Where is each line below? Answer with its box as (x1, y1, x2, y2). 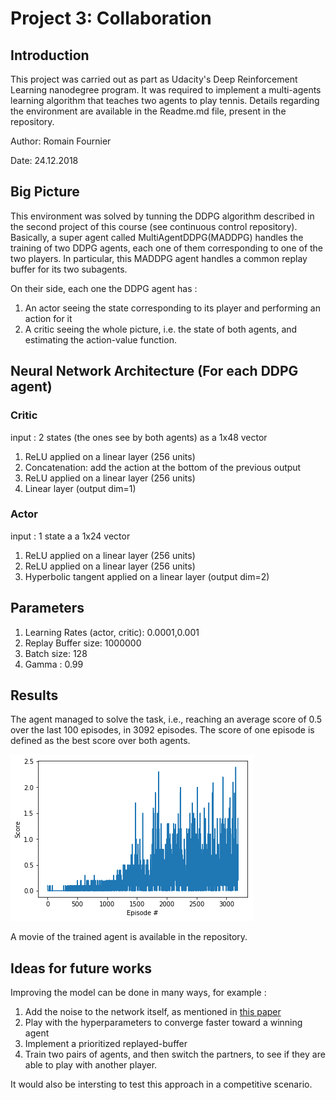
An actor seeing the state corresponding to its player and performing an (24, 302, 321, 314)
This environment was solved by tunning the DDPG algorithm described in (10, 210, 315, 222)
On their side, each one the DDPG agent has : (10, 282, 198, 294)
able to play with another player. (24, 1059, 158, 1071)
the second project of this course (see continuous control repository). (10, 220, 298, 232)
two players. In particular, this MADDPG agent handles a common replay (10, 252, 308, 264)
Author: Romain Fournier (10, 135, 112, 147)
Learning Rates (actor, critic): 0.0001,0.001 (24, 626, 200, 638)
